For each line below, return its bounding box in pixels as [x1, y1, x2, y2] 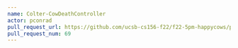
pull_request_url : [7, 23, 62, 30]
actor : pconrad [7, 17, 52, 24]
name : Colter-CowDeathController [7, 10, 106, 18]
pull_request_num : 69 [7, 30, 72, 37]
